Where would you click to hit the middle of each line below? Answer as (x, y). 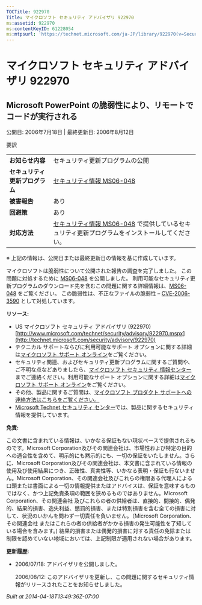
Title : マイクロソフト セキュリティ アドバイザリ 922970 (70, 17)
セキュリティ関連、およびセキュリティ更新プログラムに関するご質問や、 (104, 362)
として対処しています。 (49, 301)
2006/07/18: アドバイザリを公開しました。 (68, 564)
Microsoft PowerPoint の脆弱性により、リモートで (100, 105)
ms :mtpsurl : (21, 34)
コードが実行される (42, 116)
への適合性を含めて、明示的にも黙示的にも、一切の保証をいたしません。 (96, 455)
